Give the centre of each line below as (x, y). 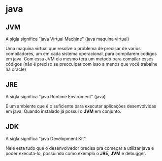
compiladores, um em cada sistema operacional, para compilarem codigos (81, 54)
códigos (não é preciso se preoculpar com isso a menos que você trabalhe (81, 64)
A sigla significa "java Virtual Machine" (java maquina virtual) (67, 39)
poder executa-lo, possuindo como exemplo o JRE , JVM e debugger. (76, 153)
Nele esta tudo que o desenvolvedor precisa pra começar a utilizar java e (80, 148)
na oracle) (16, 69)
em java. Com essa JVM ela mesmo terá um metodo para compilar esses (80, 59)
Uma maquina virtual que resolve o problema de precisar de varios (73, 48)
